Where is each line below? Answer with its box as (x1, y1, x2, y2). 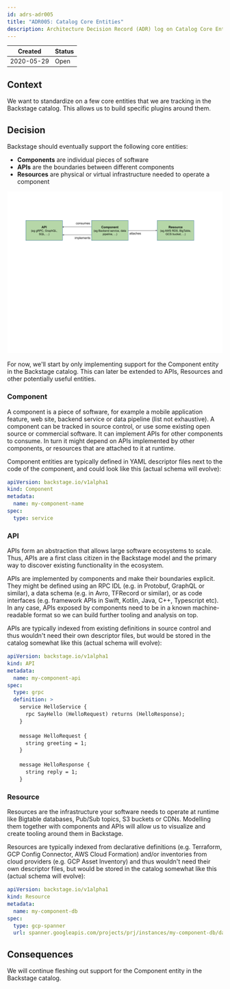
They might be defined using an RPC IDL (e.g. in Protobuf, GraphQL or (7, 582, 205, 590)
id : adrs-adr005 (7, 11, 53, 18)
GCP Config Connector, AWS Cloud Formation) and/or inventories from (7, 850, 207, 859)
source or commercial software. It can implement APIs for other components (7, 429, 223, 438)
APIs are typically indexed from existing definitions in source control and (7, 624, 212, 632)
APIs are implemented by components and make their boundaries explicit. (7, 575, 216, 583)
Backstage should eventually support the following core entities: (7, 143, 188, 151)
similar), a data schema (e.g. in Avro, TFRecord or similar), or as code (7, 589, 203, 597)
